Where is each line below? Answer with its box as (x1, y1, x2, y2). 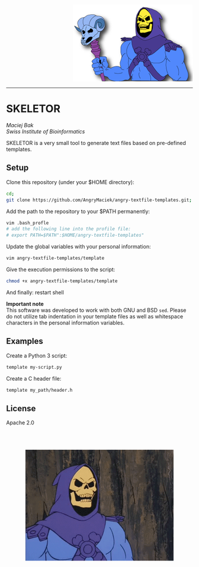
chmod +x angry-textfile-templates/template (6, 278, 118, 284)
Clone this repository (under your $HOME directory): (6, 178, 134, 185)
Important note (6, 300, 44, 307)
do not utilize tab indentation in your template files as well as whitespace (6, 313, 184, 320)
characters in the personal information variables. (6, 319, 125, 326)
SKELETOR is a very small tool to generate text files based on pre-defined (6, 139, 187, 146)
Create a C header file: (6, 375, 62, 382)
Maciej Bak (6, 121, 34, 128)
